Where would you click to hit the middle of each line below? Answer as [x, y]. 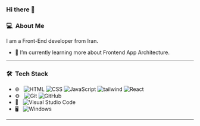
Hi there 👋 [21, 10]
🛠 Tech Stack [27, 74]
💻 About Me [25, 26]
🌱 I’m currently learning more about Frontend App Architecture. [92, 52]
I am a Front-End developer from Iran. [52, 41]
